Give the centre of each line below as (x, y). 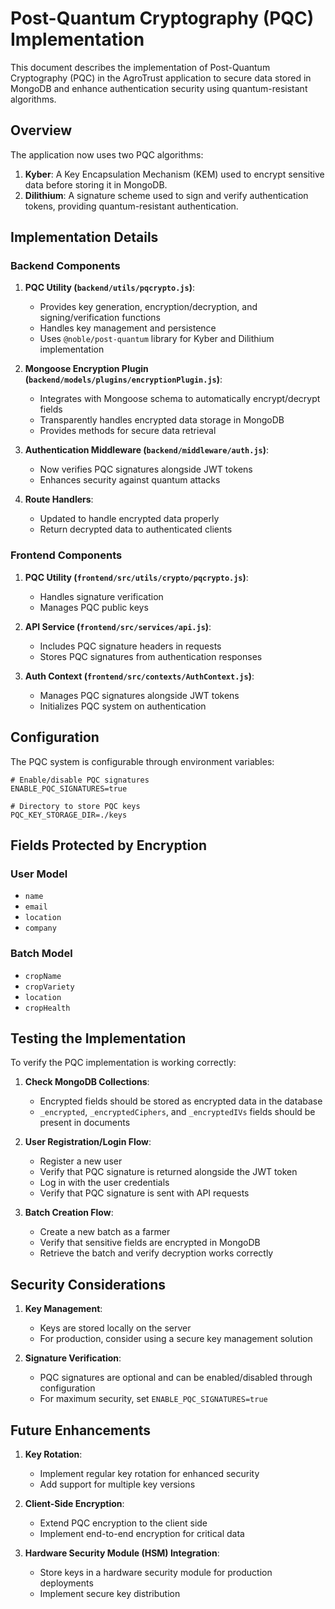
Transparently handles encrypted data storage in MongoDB (162, 420)
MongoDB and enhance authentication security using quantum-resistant (159, 88)
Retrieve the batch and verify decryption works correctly (156, 1253)
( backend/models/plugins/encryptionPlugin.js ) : (123, 379)
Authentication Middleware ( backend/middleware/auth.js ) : (147, 450)
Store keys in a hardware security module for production (156, 1572)
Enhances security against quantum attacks (130, 480)
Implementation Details (84, 237)
